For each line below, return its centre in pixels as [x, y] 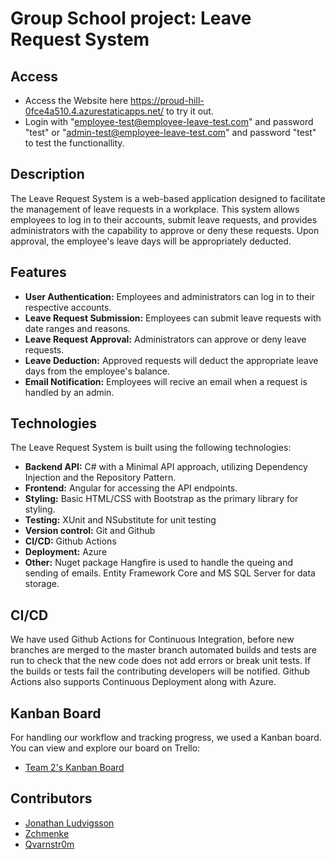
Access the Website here [76, 100]
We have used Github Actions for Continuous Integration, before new [152, 639]
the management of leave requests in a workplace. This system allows [155, 209]
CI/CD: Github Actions [70, 541]
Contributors [51, 798]
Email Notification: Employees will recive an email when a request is [166, 381]
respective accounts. [68, 307]
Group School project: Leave [131, 18]
